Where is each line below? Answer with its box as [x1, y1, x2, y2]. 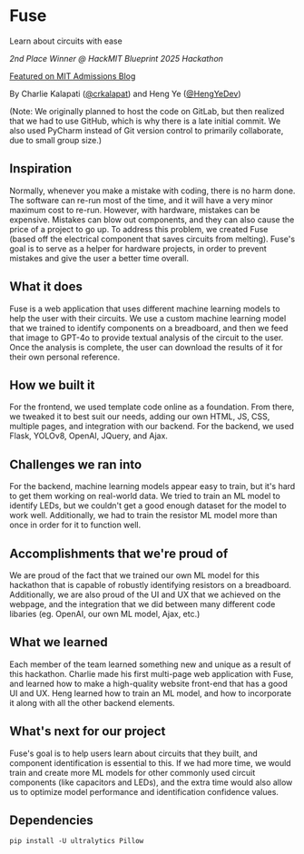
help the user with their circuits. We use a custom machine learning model [9, 312, 287, 323]
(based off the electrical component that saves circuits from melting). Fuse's [9, 233, 296, 244]
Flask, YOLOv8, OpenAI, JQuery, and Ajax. [9, 430, 168, 441]
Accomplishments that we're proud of [9, 545, 229, 561]
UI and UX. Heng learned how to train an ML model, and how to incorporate [9, 687, 292, 699]
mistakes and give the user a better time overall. [9, 252, 189, 263]
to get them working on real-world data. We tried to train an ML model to [9, 491, 281, 502]
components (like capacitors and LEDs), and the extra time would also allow [9, 777, 293, 788]
